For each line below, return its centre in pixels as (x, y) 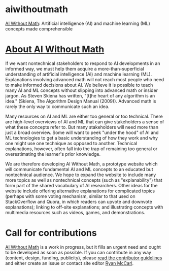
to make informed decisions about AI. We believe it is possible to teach (79, 85)
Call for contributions (51, 233)
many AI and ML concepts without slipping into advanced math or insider (82, 90)
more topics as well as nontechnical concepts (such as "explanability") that (84, 180)
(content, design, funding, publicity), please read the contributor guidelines (84, 258)
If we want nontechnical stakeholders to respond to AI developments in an (83, 63)
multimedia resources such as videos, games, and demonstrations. (75, 212)
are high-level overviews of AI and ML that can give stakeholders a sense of (85, 122)
